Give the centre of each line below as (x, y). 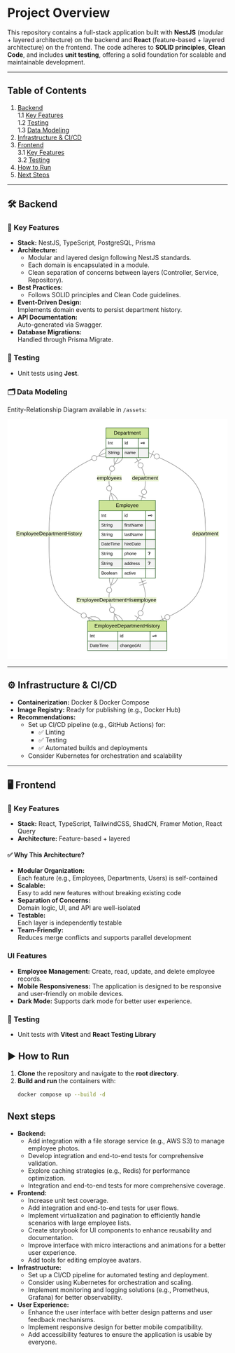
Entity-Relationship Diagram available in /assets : (77, 410)
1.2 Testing (33, 122)
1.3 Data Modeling (43, 130)
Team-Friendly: (41, 930)
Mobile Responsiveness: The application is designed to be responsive (119, 986)
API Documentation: (48, 318)
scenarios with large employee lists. (79, 1223)
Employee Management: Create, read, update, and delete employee (116, 971)
